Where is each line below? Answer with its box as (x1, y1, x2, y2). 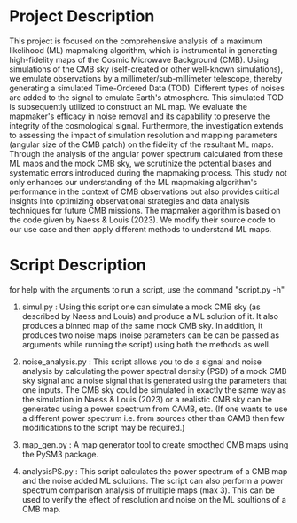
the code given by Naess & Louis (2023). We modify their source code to (9, 215, 276, 225)
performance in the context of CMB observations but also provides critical (9, 186, 280, 197)
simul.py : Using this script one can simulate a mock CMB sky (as (21, 301, 261, 312)
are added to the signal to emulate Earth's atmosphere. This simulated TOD (9, 91, 284, 103)
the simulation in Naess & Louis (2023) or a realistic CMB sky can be (21, 394, 273, 404)
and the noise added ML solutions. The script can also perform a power (21, 475, 284, 486)
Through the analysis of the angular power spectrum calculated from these (9, 148, 284, 159)
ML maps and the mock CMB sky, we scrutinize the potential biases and (9, 158, 272, 168)
